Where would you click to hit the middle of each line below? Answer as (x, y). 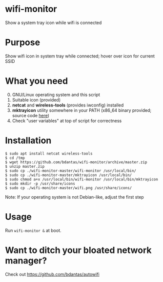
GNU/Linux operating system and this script (56, 95)
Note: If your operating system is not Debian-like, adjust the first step (74, 197)
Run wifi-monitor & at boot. (33, 230)
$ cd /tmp (15, 158)
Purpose (23, 42)
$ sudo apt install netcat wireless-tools (49, 154)
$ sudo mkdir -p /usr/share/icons (40, 183)
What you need (37, 81)
